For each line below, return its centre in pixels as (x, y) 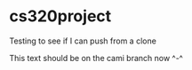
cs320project (60, 16)
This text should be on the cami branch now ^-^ (96, 58)
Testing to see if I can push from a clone (83, 41)
